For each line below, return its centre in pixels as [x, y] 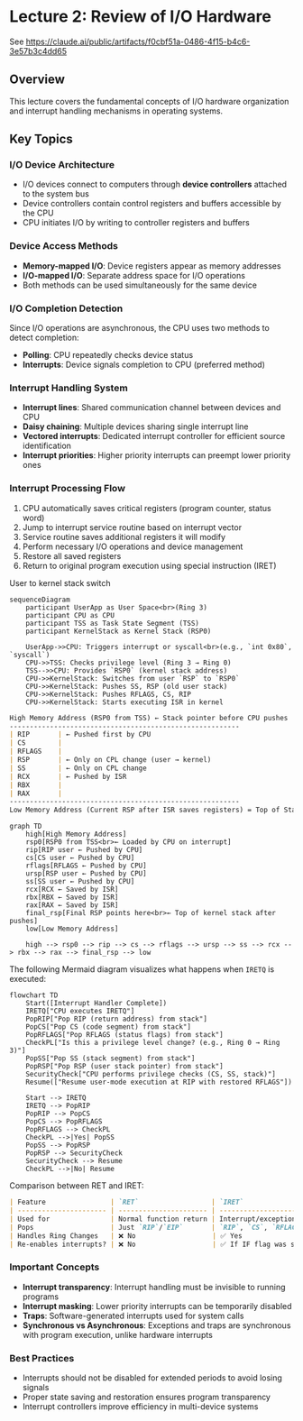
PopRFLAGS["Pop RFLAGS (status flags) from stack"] [124, 1035]
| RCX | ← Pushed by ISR [68, 776]
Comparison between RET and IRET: [77, 1186]
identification [47, 446]
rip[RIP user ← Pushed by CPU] [84, 850]
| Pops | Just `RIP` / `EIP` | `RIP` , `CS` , [139, 1227]
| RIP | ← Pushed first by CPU [80, 735]
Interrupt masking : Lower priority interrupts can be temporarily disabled [157, 1306]
